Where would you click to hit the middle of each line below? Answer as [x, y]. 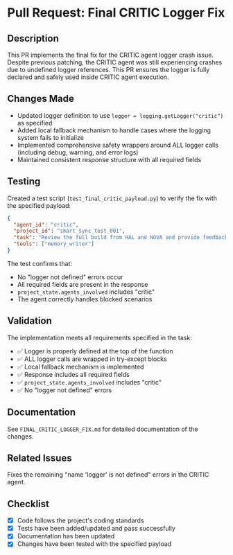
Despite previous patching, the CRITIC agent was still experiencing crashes [115, 62]
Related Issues [40, 458]
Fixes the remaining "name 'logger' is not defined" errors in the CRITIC [108, 475]
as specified [35, 123]
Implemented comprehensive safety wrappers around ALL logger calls [118, 145]
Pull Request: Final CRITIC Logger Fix [116, 13]
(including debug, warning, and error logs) [78, 152]
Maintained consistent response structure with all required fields [109, 159]
